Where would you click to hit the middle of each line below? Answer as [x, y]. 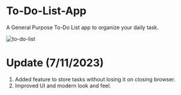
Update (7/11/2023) [55, 63]
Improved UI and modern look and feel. [63, 85]
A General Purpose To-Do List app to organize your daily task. [82, 27]
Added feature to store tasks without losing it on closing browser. [95, 79]
